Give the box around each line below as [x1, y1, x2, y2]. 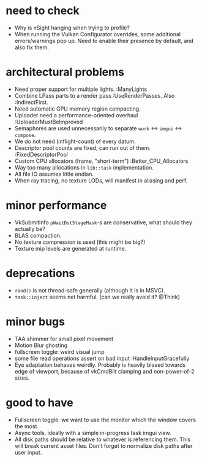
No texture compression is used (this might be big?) [14, 238, 146, 246]
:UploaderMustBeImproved [14, 118, 83, 125]
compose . [14, 131, 36, 138]
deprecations [6, 267, 75, 280]
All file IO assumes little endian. [14, 170, 94, 178]
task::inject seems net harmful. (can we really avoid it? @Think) [14, 293, 180, 300]
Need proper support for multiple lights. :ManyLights [14, 85, 148, 93]
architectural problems [6, 65, 125, 79]
